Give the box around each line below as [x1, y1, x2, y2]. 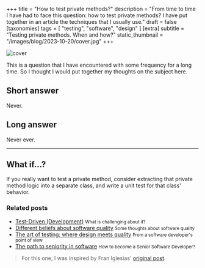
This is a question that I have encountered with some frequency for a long [6, 61, 192, 69]
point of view [15, 237, 43, 244]
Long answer [6, 119, 57, 130]
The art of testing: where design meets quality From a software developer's [15, 231, 193, 238]
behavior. [6, 188, 30, 196]
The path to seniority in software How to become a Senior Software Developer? [15, 242, 196, 250]
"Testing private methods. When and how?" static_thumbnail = [6, 31, 164, 39]
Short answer [6, 86, 59, 96]
